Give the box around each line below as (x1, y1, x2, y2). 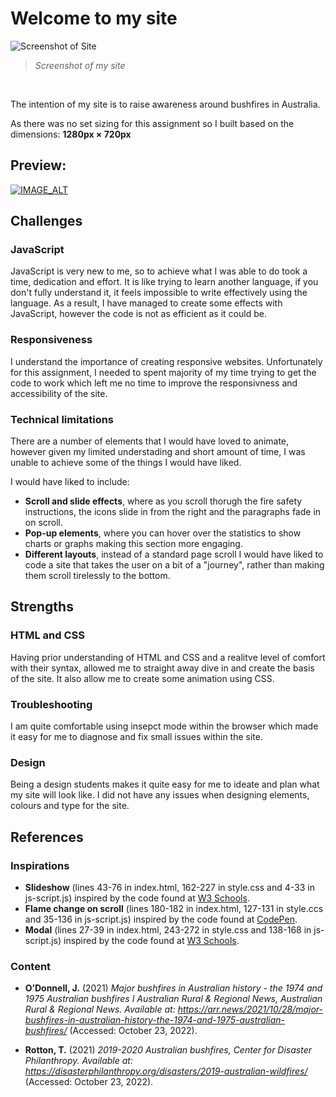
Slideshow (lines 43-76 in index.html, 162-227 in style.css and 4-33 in (24, 882, 315, 893)
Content (10, 959, 52, 973)
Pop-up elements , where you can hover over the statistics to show (24, 527, 302, 539)
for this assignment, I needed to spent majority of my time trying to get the (10, 366, 317, 378)
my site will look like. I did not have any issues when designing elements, (10, 789, 310, 801)
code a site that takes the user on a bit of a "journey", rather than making (24, 559, 325, 571)
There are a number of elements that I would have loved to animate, (10, 435, 290, 447)
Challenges (10, 213, 83, 230)
